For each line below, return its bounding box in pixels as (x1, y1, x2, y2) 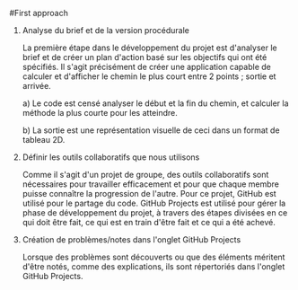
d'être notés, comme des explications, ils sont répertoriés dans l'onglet (22, 261, 285, 272)
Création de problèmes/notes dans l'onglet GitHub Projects (22, 234, 241, 245)
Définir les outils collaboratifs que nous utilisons (22, 152, 200, 163)
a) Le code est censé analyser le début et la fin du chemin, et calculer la (22, 98, 289, 109)
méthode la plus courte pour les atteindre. (22, 108, 178, 118)
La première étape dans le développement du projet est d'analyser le (22, 42, 277, 53)
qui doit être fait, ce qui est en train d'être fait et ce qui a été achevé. (22, 217, 276, 227)
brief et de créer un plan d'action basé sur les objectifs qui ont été (22, 52, 267, 62)
